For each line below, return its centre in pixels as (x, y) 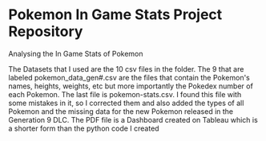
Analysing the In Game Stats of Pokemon (76, 53)
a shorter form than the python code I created (84, 128)
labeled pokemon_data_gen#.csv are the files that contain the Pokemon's (129, 77)
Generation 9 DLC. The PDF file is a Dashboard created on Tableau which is (133, 119)
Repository (46, 31)
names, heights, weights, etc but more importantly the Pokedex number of (131, 86)
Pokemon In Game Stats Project (115, 15)
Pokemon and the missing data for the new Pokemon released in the (121, 111)
